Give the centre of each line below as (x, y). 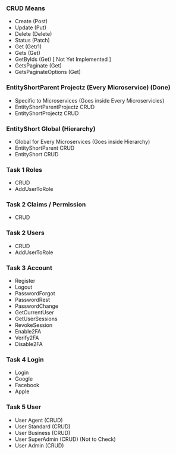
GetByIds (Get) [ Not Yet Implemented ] (63, 59)
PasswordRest (32, 300)
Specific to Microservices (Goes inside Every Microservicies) (89, 100)
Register (25, 281)
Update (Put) (30, 27)
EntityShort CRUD (37, 154)
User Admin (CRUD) (39, 445)
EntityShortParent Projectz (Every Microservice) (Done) (88, 88)
